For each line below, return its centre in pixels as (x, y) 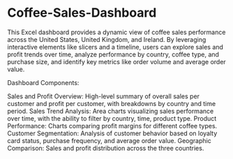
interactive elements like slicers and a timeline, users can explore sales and (115, 47)
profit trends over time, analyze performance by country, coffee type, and (113, 54)
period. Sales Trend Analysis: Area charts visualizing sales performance (111, 111)
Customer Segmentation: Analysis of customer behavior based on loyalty (112, 133)
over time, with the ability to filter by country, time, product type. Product (112, 118)
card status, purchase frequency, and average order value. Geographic (109, 140)
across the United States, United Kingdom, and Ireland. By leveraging (107, 39)
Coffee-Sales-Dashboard (82, 13)
